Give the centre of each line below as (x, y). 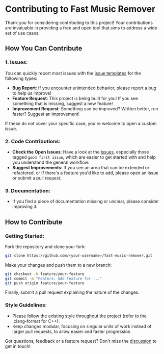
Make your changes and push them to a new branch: (58, 265)
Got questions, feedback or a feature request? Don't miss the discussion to (81, 341)
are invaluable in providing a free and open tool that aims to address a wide (81, 27)
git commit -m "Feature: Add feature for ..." (54, 278)
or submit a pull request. (37, 178)
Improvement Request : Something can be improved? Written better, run (85, 108)
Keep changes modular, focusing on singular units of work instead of (82, 326)
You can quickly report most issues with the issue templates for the (73, 73)
